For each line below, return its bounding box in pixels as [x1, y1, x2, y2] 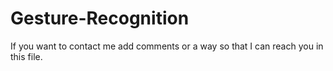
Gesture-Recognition [10, 7, 190, 30]
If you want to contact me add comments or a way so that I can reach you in [10, 40, 324, 52]
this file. [10, 50, 43, 62]
